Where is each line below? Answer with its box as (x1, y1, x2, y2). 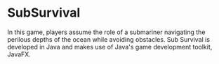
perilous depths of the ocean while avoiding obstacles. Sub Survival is (7, 35, 211, 43)
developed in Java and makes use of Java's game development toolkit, (7, 42, 213, 51)
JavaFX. (7, 50, 32, 58)
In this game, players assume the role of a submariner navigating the (7, 28, 206, 36)
